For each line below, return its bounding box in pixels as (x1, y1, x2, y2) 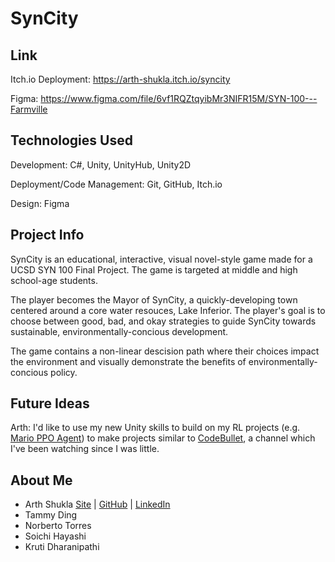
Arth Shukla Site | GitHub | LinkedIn (24, 498, 171, 511)
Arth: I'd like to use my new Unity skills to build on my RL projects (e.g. (10, 422, 301, 434)
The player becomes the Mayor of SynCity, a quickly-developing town (10, 293, 298, 306)
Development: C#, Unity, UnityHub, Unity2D (10, 158, 192, 171)
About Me (10, 472, 73, 489)
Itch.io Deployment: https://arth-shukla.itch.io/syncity (10, 73, 231, 85)
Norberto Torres (24, 520, 92, 532)
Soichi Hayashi (24, 530, 87, 542)
